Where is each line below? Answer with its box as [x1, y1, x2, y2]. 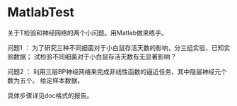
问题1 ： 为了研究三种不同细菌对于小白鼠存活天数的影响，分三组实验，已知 [7, 43, 224, 52]
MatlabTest [7, 4, 75, 20]
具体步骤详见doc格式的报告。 [7, 91, 93, 100]
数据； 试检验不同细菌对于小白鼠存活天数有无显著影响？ [13, 52, 177, 61]
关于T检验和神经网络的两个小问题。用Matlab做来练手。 [7, 28, 168, 37]
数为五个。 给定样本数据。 [7, 76, 83, 85]
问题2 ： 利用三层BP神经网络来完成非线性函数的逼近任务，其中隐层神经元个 [7, 67, 228, 76]
